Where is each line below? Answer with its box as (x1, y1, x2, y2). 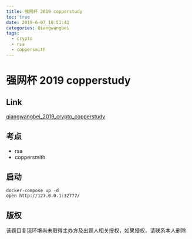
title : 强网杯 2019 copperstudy (6, 8, 83, 15)
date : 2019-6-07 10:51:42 (6, 19, 69, 25)
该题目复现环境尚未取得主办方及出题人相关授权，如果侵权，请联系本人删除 (6, 227, 186, 234)
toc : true (6, 14, 31, 20)
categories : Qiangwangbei (6, 25, 69, 31)
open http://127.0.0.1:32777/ (6, 193, 80, 199)
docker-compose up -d (6, 188, 59, 194)
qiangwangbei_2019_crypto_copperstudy (6, 112, 106, 120)
